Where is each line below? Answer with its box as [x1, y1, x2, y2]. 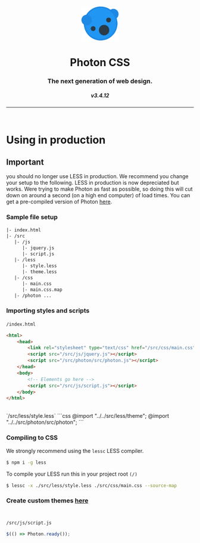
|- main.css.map [21, 287, 62, 293]
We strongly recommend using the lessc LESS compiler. [6, 447, 144, 454]
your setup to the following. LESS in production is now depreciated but [6, 179, 179, 187]
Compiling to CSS [6, 433, 58, 442]
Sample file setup [6, 213, 58, 221]
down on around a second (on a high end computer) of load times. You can [6, 192, 190, 199]
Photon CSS [70, 56, 130, 69]
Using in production [6, 134, 106, 147]
